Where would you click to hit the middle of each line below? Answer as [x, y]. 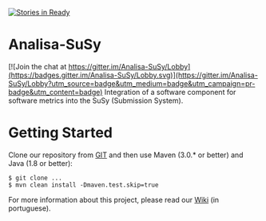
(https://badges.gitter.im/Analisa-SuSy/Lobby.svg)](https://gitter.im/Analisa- [133, 75]
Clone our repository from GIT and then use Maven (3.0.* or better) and [126, 155]
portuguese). [30, 208]
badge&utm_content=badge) [56, 92]
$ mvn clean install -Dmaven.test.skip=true [83, 185]
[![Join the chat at [38, 66]
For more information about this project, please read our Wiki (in [114, 199]
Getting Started [61, 133]
